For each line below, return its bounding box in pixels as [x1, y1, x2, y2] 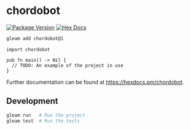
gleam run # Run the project [6, 112, 86, 118]
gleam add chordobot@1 [6, 35, 64, 41]
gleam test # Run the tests [6, 118, 80, 124]
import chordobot [6, 46, 50, 52]
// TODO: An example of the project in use [12, 62, 123, 69]
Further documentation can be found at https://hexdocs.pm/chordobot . [6, 78, 184, 86]
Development [6, 96, 59, 106]
